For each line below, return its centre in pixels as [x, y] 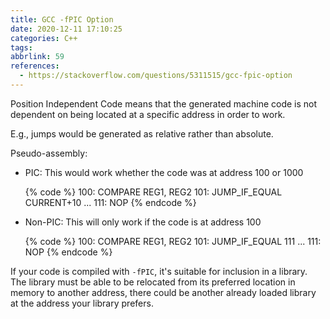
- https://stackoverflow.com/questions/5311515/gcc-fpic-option [156, 76]
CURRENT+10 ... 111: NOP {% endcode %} [110, 202]
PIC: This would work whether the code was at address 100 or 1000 [164, 172]
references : [35, 66]
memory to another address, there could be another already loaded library [163, 292]
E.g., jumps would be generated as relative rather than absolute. [142, 133]
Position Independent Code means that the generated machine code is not [164, 103]
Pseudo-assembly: [49, 153]
